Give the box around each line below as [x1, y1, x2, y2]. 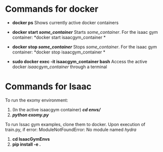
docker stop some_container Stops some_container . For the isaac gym [12, 44, 157, 50]
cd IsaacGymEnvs [12, 136, 50, 142]
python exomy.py [12, 112, 49, 118]
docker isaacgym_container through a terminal [12, 64, 107, 70]
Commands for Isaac [5, 81, 92, 92]
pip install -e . [12, 141, 41, 147]
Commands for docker [5, 3, 99, 15]
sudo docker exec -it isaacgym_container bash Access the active [12, 58, 147, 64]
